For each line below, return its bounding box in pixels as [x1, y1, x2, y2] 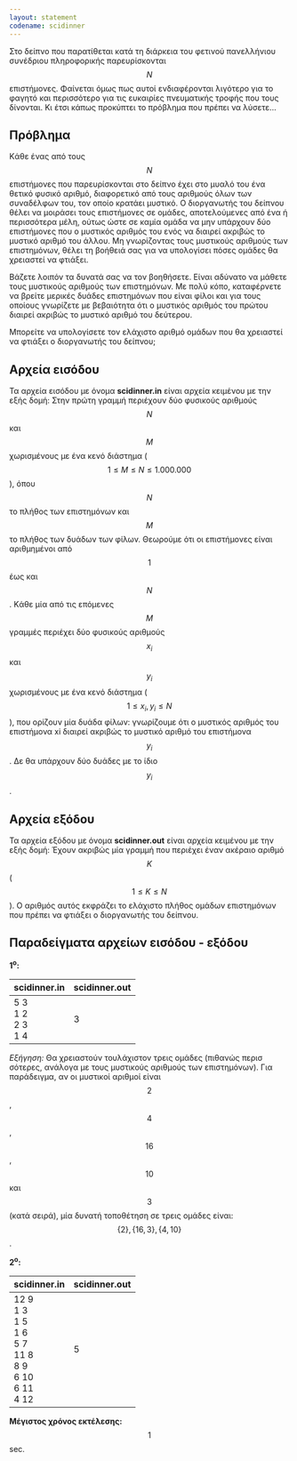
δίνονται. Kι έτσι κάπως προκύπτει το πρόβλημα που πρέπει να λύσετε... [9, 101, 277, 112]
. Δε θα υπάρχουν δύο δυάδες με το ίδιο [9, 756, 158, 767]
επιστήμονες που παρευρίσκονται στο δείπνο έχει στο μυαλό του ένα [9, 179, 266, 189]
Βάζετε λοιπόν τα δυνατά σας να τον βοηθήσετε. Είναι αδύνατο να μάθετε [9, 272, 287, 283]
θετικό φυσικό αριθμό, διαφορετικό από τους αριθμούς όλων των [9, 189, 253, 199]
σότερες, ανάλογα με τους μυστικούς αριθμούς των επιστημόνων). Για [9, 1062, 273, 1072]
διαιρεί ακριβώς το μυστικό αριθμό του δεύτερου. [9, 309, 193, 320]
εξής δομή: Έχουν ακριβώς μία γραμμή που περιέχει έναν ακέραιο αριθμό [9, 844, 285, 855]
